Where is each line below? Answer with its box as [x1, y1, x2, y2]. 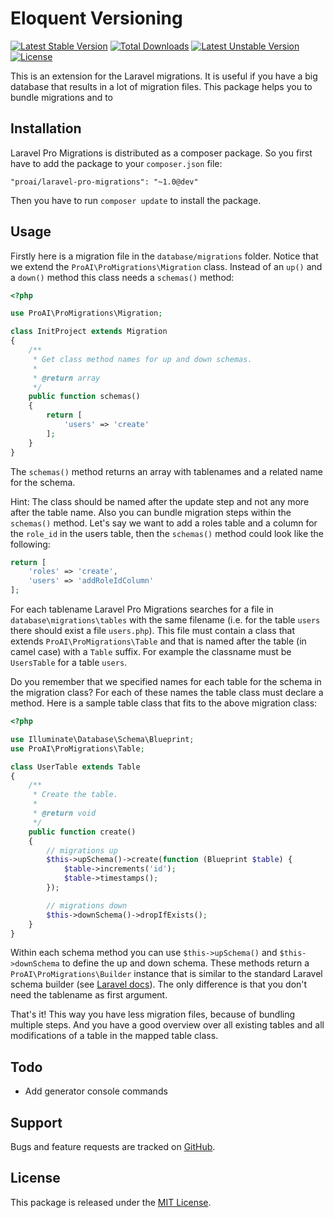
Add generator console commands [24, 1085, 168, 1097]
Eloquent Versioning [10, 7, 183, 30]
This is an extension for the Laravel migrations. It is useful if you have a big [10, 70, 318, 82]
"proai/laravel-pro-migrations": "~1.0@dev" [10, 177, 199, 187]
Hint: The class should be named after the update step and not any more [10, 495, 310, 507]
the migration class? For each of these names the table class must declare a [10, 687, 324, 699]
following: [10, 538, 51, 550]
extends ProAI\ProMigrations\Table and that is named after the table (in [10, 635, 307, 647]
